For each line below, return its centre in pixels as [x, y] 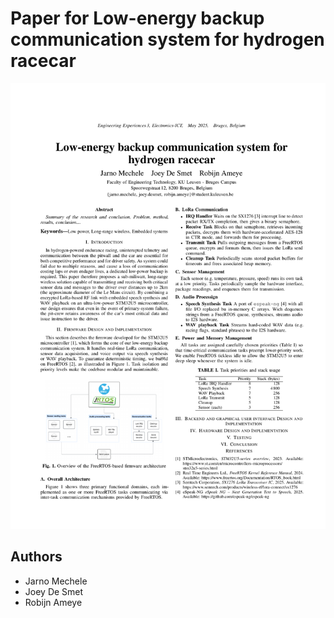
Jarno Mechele [56, 581]
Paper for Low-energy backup [137, 18]
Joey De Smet [54, 591]
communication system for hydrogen [167, 39]
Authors [36, 557]
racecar [43, 61]
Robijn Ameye [53, 602]
